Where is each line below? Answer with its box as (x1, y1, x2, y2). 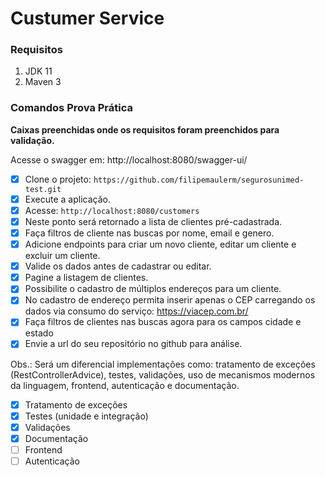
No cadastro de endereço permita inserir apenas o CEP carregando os (24, 294, 316, 306)
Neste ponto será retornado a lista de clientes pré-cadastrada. (24, 215, 283, 227)
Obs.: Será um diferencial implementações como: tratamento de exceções (10, 358, 316, 370)
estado (24, 327, 54, 339)
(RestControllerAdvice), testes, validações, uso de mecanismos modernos (10, 368, 316, 381)
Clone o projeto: (24, 173, 92, 185)
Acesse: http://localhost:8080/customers (24, 204, 200, 216)
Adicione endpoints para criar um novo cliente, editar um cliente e (24, 238, 297, 251)
